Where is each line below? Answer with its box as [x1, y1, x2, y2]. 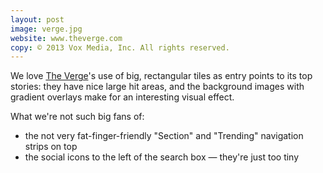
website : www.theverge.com [10, 33, 123, 43]
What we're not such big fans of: [10, 111, 145, 123]
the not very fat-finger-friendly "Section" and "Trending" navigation [24, 130, 304, 142]
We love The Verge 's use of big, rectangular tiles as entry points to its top [10, 70, 313, 82]
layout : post [10, 14, 65, 25]
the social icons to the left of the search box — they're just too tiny [24, 151, 300, 163]
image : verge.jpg [10, 24, 83, 34]
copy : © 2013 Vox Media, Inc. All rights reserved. [10, 42, 230, 53]
